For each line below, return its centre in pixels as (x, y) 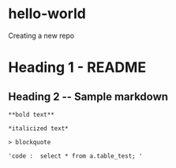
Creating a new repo (41, 35)
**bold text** (32, 114)
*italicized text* (38, 128)
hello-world (47, 14)
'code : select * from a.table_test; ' (76, 156)
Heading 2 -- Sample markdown (88, 97)
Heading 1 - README (77, 67)
